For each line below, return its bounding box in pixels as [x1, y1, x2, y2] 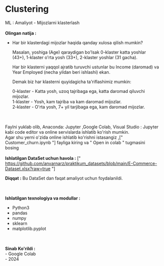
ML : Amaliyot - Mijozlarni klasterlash [5, 20, 80, 26]
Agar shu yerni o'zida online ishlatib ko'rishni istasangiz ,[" [5, 134, 123, 140]
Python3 [12, 205, 29, 210]
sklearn [12, 220, 28, 226]
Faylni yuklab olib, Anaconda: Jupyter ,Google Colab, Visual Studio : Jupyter [5, 124, 159, 130]
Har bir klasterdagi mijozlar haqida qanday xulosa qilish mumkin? [12, 39, 143, 45]
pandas [12, 210, 28, 216]
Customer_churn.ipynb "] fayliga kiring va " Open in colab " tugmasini [5, 139, 145, 146]
